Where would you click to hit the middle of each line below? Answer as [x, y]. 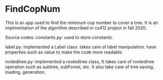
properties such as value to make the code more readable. [64, 52]
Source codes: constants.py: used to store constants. [59, 37]
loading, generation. [25, 72]
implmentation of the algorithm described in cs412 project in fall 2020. [76, 27]
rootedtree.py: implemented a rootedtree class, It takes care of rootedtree [80, 61]
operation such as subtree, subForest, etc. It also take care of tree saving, [80, 67]
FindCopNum [33, 9]
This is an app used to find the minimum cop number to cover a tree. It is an [81, 23]
